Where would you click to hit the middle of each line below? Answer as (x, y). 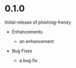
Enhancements (27, 32)
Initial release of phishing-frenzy (38, 22)
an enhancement (37, 41)
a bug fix (28, 60)
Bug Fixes (22, 51)
